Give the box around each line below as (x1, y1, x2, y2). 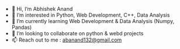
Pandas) (11, 24, 32, 31)
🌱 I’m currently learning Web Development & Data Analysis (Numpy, (11, 18, 175, 24)
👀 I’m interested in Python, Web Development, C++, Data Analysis (11, 12, 170, 18)
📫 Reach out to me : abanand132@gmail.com (11, 36, 122, 43)
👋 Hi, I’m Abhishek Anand (11, 6, 73, 12)
